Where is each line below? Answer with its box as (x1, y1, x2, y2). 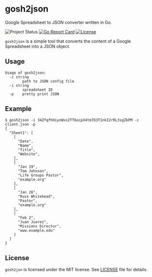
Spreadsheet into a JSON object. (5, 43, 70, 49)
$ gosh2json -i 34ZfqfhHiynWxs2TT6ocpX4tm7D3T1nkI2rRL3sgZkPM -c (5, 117, 139, 122)
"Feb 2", (17, 215, 36, 220)
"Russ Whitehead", (17, 194, 55, 199)
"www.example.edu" (17, 228, 55, 233)
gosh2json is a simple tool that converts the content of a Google (5, 38, 131, 44)
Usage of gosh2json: (5, 70, 47, 75)
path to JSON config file (22, 79, 75, 83)
